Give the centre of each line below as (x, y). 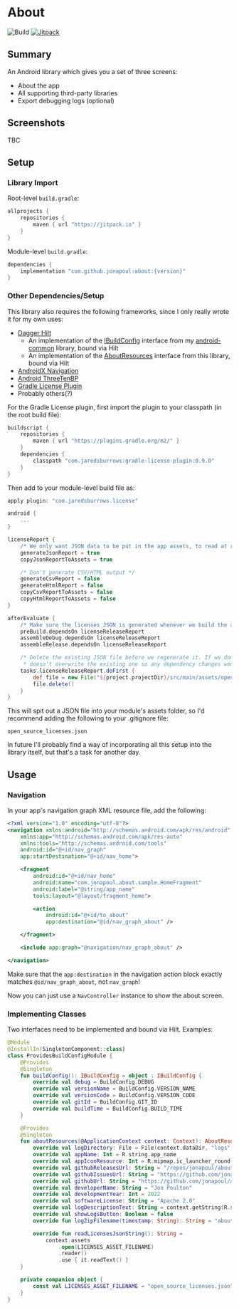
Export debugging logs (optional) (66, 100)
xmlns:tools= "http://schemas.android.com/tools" (94, 843)
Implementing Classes (47, 1014)
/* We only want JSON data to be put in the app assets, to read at (124, 546)
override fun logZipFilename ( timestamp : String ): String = (122, 1221)
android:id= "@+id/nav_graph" (63, 850)
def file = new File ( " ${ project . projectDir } (100, 677)
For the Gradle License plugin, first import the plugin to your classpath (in (115, 407)
